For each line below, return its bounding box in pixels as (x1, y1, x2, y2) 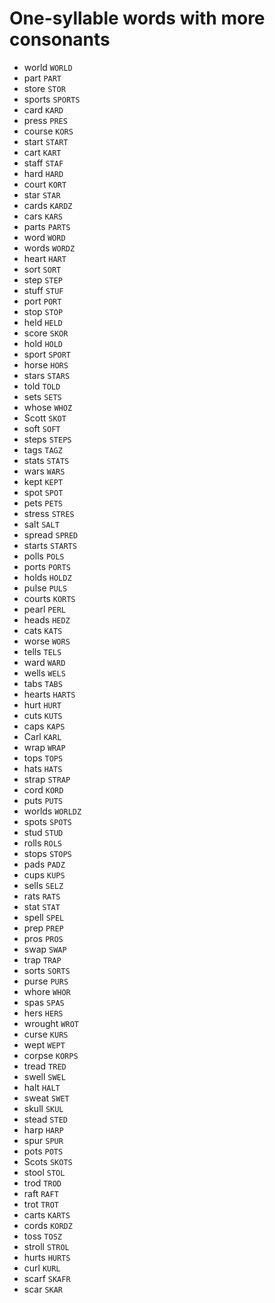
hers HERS (23, 1007, 64, 1019)
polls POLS (23, 550, 65, 562)
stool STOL (23, 1166, 66, 1178)
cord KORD (23, 783, 64, 796)
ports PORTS (23, 560, 71, 572)
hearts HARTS (23, 688, 76, 700)
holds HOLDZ (23, 571, 72, 583)
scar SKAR (23, 1283, 64, 1295)
